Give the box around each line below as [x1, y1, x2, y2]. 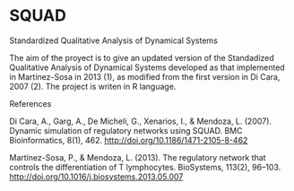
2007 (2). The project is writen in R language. [9, 81, 177, 91]
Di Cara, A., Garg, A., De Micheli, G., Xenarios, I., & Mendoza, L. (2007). [9, 116, 272, 126]
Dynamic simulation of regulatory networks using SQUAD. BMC [9, 125, 243, 135]
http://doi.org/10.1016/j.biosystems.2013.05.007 [9, 171, 184, 182]
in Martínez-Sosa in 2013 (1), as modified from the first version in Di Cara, [9, 71, 281, 82]
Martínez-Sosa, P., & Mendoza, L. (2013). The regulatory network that [9, 152, 266, 162]
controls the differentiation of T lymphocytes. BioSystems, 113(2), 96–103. [9, 161, 281, 172]
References [9, 98, 52, 109]
